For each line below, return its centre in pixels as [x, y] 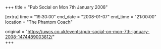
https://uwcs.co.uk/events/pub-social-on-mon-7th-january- [89, 31]
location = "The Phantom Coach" [39, 22]
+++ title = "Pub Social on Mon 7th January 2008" [56, 7]
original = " [17, 31]
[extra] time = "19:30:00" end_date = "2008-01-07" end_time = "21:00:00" [81, 17]
